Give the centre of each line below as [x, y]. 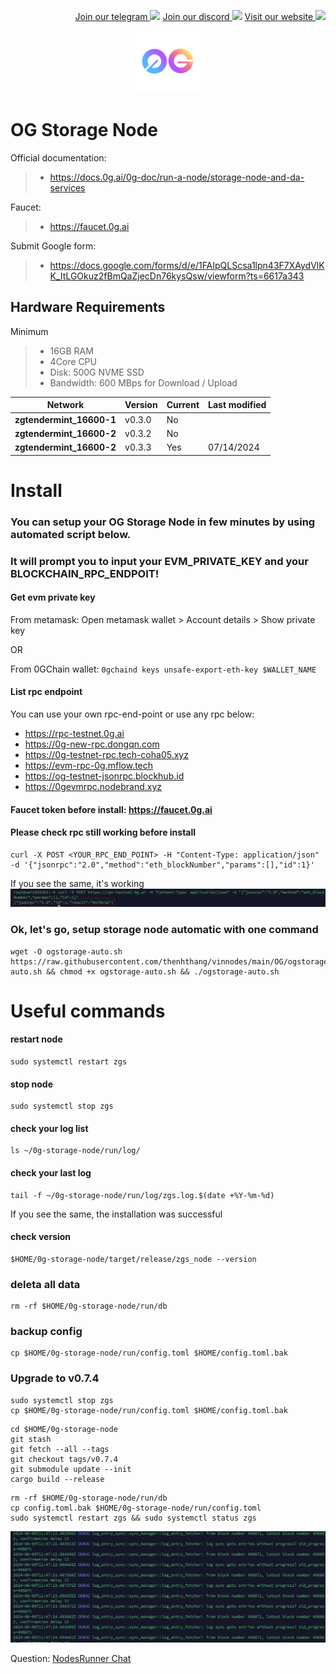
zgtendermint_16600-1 [65, 419]
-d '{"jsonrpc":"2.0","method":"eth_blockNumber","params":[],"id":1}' [162, 865]
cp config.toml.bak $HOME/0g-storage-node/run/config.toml [136, 1508]
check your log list [49, 1128]
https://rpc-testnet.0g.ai [74, 733]
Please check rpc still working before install [103, 832]
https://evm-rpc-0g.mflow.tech [89, 765]
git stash [31, 1439]
